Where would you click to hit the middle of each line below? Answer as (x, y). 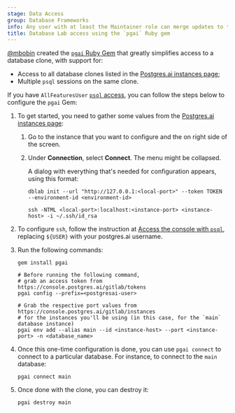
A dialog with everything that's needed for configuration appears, (122, 171)
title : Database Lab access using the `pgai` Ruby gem (89, 33)
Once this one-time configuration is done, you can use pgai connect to (119, 349)
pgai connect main (44, 377)
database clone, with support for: (55, 61)
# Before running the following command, (78, 275)
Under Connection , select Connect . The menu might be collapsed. (124, 158)
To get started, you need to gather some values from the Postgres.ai (116, 116)
